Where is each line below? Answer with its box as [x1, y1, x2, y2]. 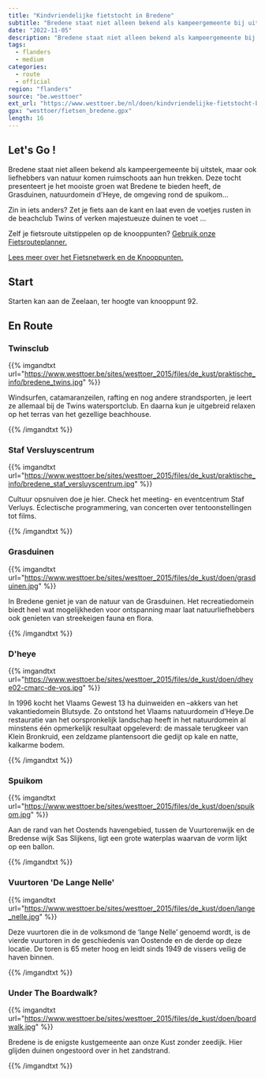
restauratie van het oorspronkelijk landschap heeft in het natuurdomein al [8, 716, 246, 725]
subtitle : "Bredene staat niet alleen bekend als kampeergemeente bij [8, 19, 245, 27]
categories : [8, 63, 47, 71]
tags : [8, 41, 26, 49]
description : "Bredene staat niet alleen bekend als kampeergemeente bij [8, 33, 256, 42]
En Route [8, 319, 54, 332]
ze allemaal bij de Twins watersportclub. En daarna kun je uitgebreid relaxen [8, 401, 256, 411]
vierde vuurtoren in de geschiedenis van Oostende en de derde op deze [8, 935, 242, 945]
